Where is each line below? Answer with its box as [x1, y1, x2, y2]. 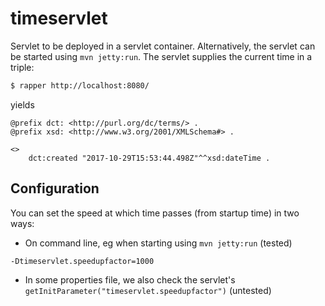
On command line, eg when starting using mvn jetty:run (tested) [24, 237, 293, 249]
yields [10, 98, 35, 111]
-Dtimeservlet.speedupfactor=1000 [10, 256, 155, 266]
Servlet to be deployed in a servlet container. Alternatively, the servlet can [10, 40, 316, 52]
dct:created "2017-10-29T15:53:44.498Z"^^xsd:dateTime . [28, 153, 271, 163]
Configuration [10, 180, 100, 197]
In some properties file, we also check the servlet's [24, 273, 236, 286]
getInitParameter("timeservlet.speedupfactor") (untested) [24, 284, 272, 296]
